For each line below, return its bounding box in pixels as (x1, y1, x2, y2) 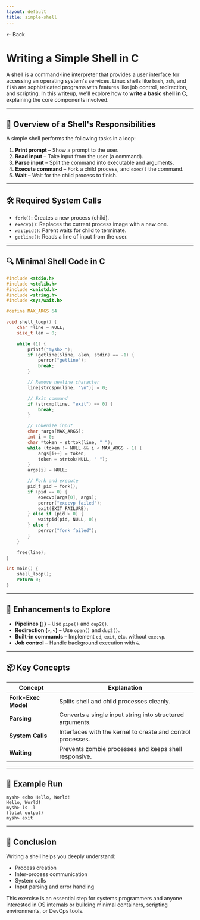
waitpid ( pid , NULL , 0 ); (37, 517, 97, 522)
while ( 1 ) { (17, 340, 46, 347)
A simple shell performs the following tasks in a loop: (6, 135, 136, 142)
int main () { (6, 566, 39, 572)
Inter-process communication (14, 871, 87, 878)
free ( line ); (17, 549, 46, 555)
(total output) (6, 810, 44, 816)
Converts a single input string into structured (59, 711, 185, 719)
